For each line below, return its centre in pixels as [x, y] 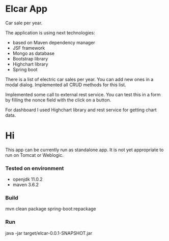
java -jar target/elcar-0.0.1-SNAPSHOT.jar [49, 233]
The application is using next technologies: [50, 32]
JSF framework [29, 48]
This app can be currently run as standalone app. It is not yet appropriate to [84, 150]
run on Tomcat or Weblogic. [34, 155]
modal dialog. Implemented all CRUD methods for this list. [66, 85]
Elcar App [26, 9]
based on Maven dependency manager [54, 42]
